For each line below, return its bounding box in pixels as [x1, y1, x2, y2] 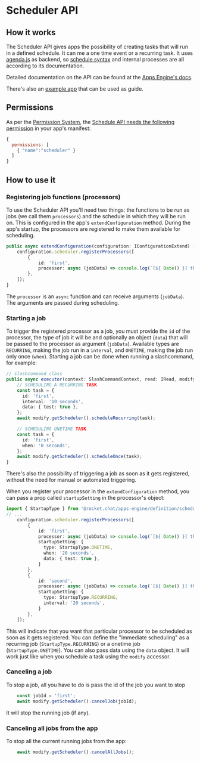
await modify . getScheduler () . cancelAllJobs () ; [17, 749, 135, 755]
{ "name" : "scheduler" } [17, 147, 76, 153]
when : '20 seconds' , [43, 550, 95, 556]
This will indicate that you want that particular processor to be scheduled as [6, 627, 192, 635]
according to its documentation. [6, 62, 85, 69]
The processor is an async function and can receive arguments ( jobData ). [6, 293, 185, 300]
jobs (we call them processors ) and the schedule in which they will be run [6, 212, 186, 219]
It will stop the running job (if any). [6, 709, 90, 716]
